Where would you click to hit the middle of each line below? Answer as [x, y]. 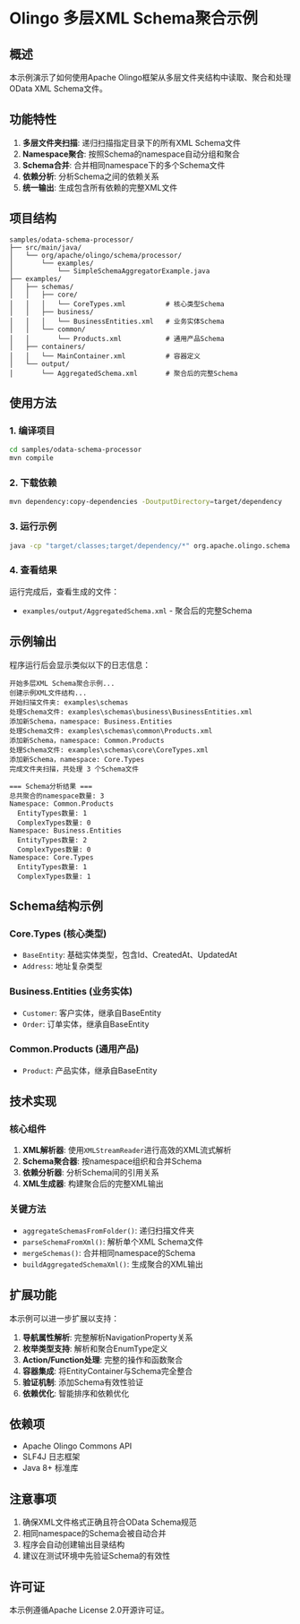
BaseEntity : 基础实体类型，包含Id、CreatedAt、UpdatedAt [129, 955]
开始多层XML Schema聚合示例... [62, 683]
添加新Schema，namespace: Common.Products [87, 740]
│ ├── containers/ [48, 346]
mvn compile [31, 458]
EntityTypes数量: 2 [52, 840]
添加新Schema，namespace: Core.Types [77, 759]
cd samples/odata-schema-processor [76, 450]
